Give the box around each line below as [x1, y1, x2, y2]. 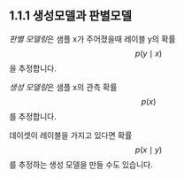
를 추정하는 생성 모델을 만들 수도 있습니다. [9, 159, 153, 170]
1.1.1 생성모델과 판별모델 [9, 8, 133, 24]
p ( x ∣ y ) [134, 144, 163, 155]
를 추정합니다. [9, 111, 57, 121]
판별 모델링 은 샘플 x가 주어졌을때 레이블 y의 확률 [9, 34, 176, 44]
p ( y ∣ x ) [134, 48, 163, 58]
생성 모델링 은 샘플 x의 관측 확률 [9, 81, 118, 92]
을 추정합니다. [9, 63, 57, 74]
